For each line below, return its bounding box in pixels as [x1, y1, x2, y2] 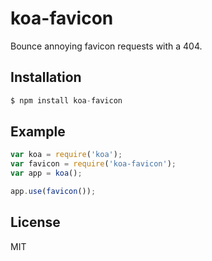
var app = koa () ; [10, 168, 83, 179]
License [10, 214, 61, 231]
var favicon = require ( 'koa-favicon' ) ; [10, 159, 177, 169]
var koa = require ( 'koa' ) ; [10, 150, 123, 160]
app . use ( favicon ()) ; [10, 187, 97, 197]
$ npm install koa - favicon [10, 95, 123, 106]
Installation [10, 69, 82, 86]
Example [10, 123, 66, 141]
